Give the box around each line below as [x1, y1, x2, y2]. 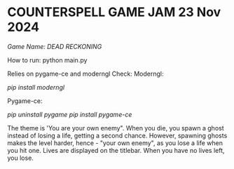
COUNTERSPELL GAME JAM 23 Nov [7, 4, 221, 20]
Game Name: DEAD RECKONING [7, 42, 102, 50]
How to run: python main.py [7, 55, 88, 64]
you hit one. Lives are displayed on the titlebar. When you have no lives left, [7, 146, 226, 154]
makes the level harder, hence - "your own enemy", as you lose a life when [7, 138, 223, 147]
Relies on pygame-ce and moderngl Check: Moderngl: [7, 69, 164, 78]
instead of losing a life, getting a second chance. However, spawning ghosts [7, 131, 228, 140]
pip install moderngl [7, 83, 65, 91]
